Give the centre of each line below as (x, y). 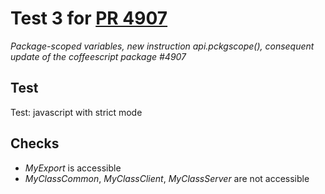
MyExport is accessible (73, 168)
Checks (35, 143)
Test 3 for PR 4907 (89, 18)
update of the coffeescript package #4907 (98, 56)
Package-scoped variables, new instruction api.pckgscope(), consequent (162, 46)
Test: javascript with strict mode (76, 112)
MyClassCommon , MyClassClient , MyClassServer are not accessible (167, 178)
